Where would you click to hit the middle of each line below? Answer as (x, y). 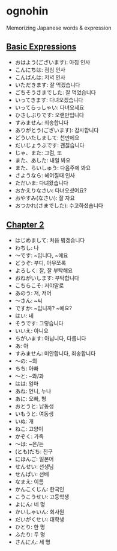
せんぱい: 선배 (32, 474)
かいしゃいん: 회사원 (40, 512)
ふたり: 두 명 (30, 534)
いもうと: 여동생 (34, 413)
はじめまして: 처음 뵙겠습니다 (50, 240)
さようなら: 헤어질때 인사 (45, 175)
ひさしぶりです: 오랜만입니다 (49, 115)
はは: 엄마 (27, 383)
